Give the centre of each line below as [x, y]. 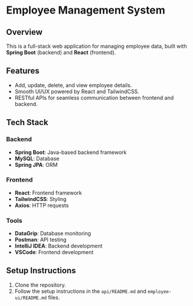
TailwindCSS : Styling [40, 199]
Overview [24, 32]
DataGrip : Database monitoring [53, 233]
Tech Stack [27, 122]
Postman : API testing [40, 240]
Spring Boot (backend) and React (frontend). [61, 52]
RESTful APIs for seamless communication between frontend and [94, 97]
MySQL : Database [37, 158]
